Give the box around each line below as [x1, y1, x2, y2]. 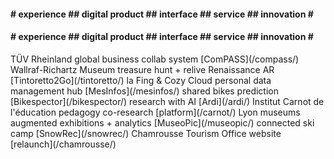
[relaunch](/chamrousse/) [10, 138, 117, 150]
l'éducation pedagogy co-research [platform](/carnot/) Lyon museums [10, 106, 301, 118]
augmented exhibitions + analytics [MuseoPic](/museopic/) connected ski [10, 116, 315, 129]
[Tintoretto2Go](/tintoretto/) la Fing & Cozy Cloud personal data [10, 74, 272, 86]
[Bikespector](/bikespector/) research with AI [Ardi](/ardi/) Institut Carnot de [10, 95, 325, 107]
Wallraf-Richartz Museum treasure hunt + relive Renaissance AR [10, 63, 275, 75]
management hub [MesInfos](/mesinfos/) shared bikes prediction [10, 85, 279, 97]
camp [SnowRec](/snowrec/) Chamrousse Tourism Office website [10, 127, 282, 139]
